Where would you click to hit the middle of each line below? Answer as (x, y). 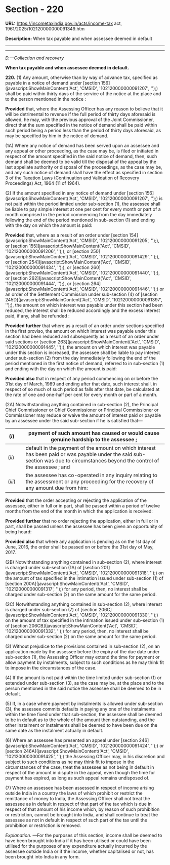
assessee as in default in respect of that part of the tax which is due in (78, 804)
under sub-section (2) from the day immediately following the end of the (80, 358)
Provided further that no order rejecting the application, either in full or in (82, 521)
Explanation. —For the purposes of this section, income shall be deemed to (84, 835)
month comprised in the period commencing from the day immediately (79, 214)
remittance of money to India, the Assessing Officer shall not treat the (78, 798)
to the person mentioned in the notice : (46, 99)
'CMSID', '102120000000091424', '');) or (122, 745)
